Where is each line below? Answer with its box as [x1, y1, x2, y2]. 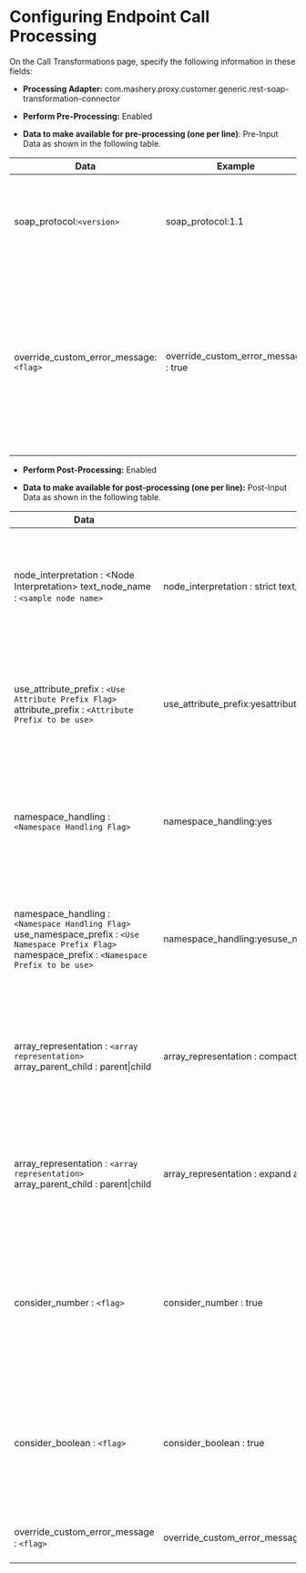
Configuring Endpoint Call [9, 6, 210, 27]
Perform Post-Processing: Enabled [22, 464, 158, 475]
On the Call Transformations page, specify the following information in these [9, 56, 296, 67]
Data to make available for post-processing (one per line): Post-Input [22, 482, 288, 493]
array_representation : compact [163, 1049, 298, 1062]
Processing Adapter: [22, 83, 103, 94]
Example [217, 160, 256, 172]
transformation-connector [22, 93, 121, 104]
